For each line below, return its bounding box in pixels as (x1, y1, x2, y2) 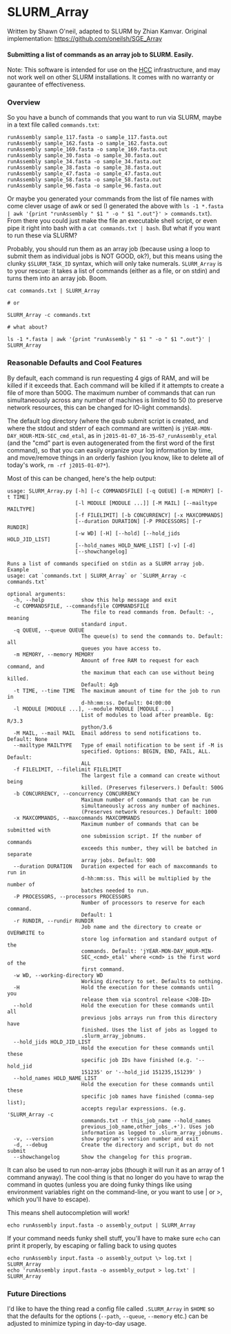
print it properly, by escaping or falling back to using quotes (7, 1241, 177, 1250)
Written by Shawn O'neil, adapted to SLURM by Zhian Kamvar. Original (7, 27, 208, 35)
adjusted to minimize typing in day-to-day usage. (7, 1319, 147, 1328)
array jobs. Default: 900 (81, 857, 156, 864)
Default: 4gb (81, 681, 119, 688)
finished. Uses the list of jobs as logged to (81, 1026, 217, 1033)
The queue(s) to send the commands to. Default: (81, 632, 224, 640)
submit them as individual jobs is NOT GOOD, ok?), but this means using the (7, 252, 223, 260)
